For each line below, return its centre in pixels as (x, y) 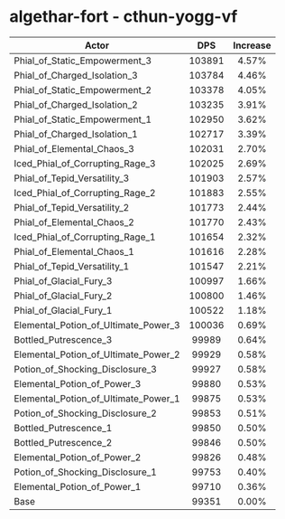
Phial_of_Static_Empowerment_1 (83, 119)
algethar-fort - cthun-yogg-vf (124, 17)
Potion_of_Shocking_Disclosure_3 (86, 369)
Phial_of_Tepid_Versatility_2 (72, 207)
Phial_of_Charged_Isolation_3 (76, 75)
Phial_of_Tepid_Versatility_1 (72, 266)
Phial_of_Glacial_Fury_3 (63, 280)
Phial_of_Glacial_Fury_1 (63, 310)
